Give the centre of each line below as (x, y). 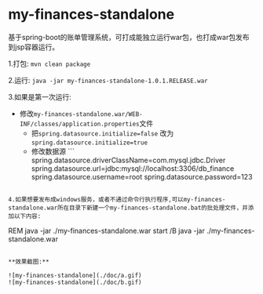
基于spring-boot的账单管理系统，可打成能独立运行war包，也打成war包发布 (129, 37)
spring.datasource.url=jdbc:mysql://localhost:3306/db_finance (133, 168)
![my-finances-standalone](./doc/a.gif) (75, 275)
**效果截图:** (29, 261)
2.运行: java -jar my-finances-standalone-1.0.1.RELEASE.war (108, 80)
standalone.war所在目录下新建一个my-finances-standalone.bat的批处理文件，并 (128, 208)
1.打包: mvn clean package (49, 64)
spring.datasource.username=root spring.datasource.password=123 (142, 176)
